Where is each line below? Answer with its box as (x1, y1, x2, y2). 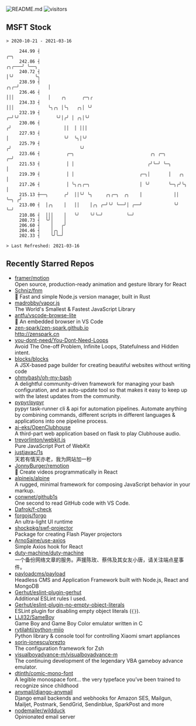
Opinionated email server (14, 713, 75, 720)
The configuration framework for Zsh (14, 645, 104, 652)
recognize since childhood (14, 682, 79, 689)
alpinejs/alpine (14, 474, 50, 481)
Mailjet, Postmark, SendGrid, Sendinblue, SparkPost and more (14, 700, 164, 708)
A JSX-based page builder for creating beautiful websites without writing (14, 361, 191, 368)
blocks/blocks (14, 355, 49, 362)
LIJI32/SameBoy (14, 614, 54, 621)
